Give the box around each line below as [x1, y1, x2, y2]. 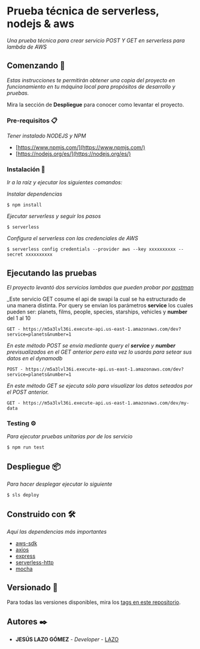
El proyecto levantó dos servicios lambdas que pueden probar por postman [7, 284, 194, 291]
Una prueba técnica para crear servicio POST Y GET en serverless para [7, 37, 185, 44]
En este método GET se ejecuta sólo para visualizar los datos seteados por [7, 382, 193, 390]
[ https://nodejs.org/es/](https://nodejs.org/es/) [15, 150, 131, 157]
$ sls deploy [7, 492, 40, 498]
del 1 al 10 [7, 315, 31, 322]
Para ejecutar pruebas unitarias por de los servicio [7, 433, 133, 440]
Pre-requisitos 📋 [7, 116, 57, 124]
